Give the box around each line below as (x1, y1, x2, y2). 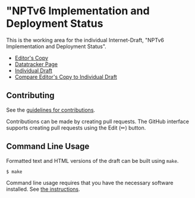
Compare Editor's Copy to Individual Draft (14, 73, 117, 80)
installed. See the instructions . (6, 186, 80, 193)
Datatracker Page (14, 61, 58, 68)
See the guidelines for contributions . (6, 106, 96, 114)
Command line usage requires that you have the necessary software (6, 180, 174, 187)
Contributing (6, 90, 55, 100)
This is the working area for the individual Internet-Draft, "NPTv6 (6, 36, 165, 43)
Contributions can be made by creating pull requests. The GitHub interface (6, 118, 189, 125)
